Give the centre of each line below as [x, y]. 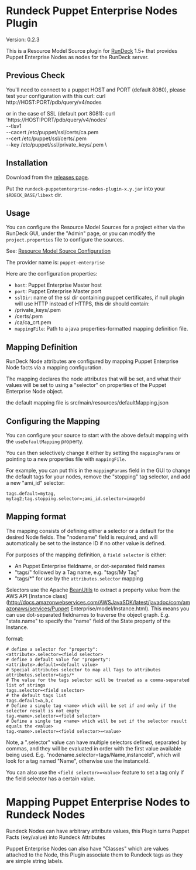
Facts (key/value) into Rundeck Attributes [56, 837]
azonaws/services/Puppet [37, 609]
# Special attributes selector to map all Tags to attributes [83, 670]
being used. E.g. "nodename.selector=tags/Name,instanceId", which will [93, 755]
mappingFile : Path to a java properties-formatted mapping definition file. [101, 329]
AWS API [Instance [29, 596]
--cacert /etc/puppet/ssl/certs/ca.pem [52, 132]
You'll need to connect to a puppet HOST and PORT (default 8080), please [96, 90]
